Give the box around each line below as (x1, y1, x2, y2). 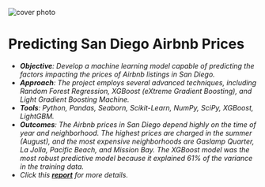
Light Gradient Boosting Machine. (19, 95, 130, 104)
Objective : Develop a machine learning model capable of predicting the (19, 61, 255, 70)
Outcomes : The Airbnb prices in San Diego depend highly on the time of (19, 119, 257, 129)
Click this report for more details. (19, 170, 129, 179)
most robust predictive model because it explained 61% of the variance (19, 153, 253, 163)
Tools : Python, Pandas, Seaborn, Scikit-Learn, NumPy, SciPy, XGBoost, (19, 103, 254, 112)
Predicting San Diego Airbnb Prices (8, 36, 245, 53)
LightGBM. (19, 111, 55, 121)
